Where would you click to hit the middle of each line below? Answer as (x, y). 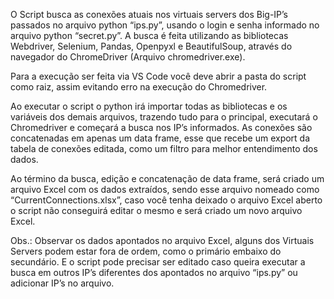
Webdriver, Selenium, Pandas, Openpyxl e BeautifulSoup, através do (151, 46)
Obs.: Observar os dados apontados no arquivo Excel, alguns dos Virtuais (162, 240)
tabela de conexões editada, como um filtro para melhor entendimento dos (164, 148)
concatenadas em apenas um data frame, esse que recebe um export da (160, 138)
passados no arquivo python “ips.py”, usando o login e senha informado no (165, 25)
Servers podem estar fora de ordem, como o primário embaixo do (146, 251)
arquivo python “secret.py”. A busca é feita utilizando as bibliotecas (149, 35)
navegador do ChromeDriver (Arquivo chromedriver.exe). (128, 57)
